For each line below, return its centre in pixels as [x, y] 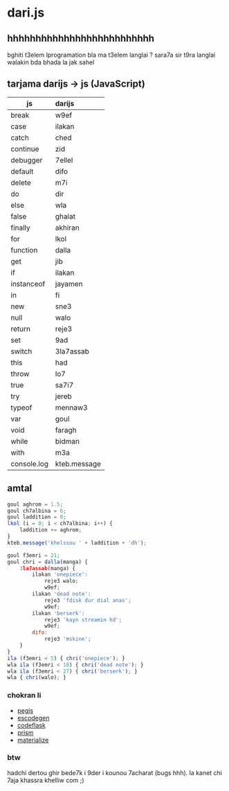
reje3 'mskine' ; [67, 639]
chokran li [24, 695]
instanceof [28, 284]
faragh [66, 430]
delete [21, 183]
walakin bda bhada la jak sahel [51, 62]
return [21, 329]
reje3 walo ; [61, 581]
